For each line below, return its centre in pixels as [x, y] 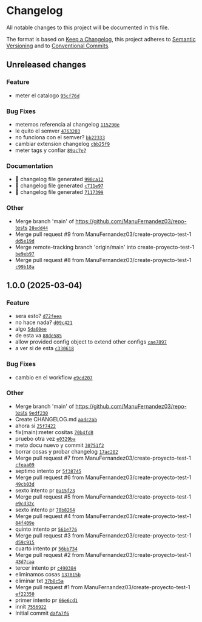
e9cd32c [25, 503]
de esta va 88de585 [39, 336]
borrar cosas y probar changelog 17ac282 [66, 451]
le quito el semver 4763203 [48, 131]
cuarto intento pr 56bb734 [46, 548]
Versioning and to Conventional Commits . [58, 46]
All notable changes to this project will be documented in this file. [88, 27]
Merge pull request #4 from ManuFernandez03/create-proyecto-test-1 [103, 516]
